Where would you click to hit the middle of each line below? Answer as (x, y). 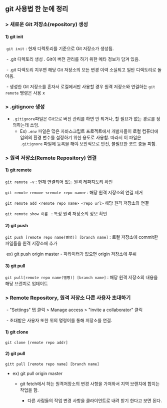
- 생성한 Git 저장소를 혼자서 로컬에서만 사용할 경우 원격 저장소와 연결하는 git (81, 86)
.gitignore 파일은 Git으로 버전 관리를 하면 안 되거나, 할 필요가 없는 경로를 (84, 118)
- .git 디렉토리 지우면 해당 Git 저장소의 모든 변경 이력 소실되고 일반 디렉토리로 (81, 69)
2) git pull (15, 354)
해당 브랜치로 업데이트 (27, 284)
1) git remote (18, 170)
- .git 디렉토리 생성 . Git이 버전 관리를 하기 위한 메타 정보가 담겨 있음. (73, 59)
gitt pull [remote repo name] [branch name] (52, 364)
